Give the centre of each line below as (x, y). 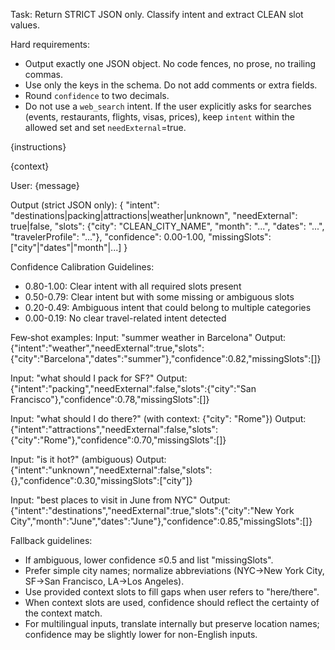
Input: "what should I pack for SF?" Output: (99, 378)
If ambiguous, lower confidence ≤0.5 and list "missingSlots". (149, 560)
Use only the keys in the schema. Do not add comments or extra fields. (171, 85)
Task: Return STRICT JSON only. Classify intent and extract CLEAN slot (157, 14)
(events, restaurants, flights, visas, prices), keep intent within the (159, 117)
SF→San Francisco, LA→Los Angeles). (104, 581)
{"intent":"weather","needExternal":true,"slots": (107, 348)
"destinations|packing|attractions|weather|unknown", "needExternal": (154, 215)
